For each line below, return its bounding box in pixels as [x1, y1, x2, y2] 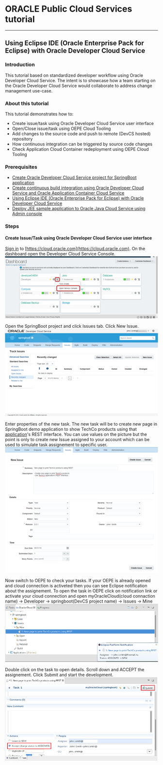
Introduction [5, 61, 35, 68]
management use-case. [5, 88, 53, 93]
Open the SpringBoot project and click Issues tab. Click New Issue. [5, 323, 139, 329]
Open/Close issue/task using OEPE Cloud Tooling [12, 125, 111, 131]
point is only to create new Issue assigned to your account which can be [5, 437, 150, 443]
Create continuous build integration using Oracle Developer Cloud [12, 185, 144, 191]
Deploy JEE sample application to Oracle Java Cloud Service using [12, 206, 146, 212]
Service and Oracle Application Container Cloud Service [12, 190, 125, 196]
